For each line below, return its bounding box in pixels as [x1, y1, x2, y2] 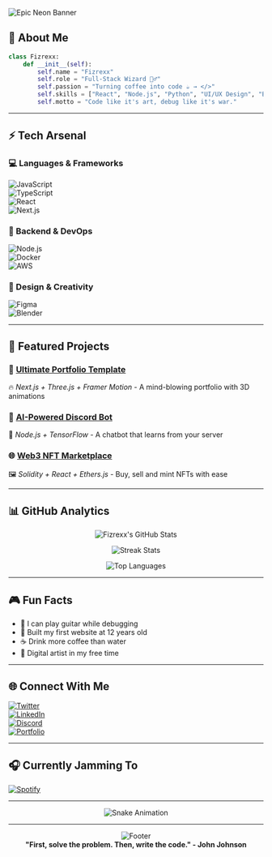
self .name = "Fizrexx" [37, 67, 114, 76]
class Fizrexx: [8, 53, 60, 61]
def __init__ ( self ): [23, 60, 92, 68]
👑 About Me [8, 31, 69, 45]
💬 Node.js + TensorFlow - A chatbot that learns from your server [8, 430, 223, 439]
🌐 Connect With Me [8, 679, 110, 693]
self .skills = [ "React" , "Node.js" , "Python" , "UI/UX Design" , [37, 90, 255, 99]
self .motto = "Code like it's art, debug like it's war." [37, 98, 237, 106]
